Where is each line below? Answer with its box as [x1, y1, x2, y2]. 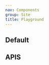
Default [5, 36, 29, 44]
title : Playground [5, 17, 44, 22]
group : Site [5, 12, 30, 17]
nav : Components [5, 7, 39, 13]
